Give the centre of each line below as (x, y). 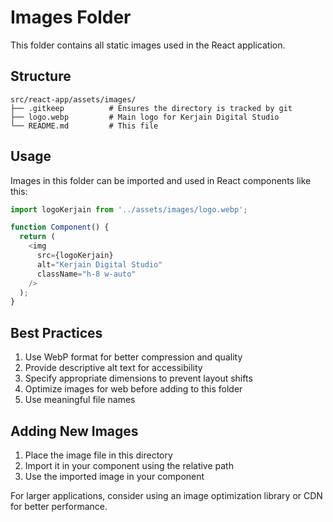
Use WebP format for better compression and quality (133, 357)
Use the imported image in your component (114, 476)
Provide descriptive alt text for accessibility (113, 368)
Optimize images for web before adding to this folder (133, 389)
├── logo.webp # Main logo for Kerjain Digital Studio (145, 117)
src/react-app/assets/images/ (73, 99)
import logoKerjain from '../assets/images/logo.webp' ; (129, 209)
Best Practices (56, 332)
